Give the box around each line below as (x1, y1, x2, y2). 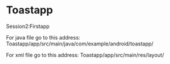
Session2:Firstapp (6, 23, 50, 30)
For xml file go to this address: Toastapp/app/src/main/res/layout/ (6, 51, 165, 58)
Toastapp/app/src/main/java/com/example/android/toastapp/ (6, 40, 154, 47)
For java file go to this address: (6, 34, 81, 41)
